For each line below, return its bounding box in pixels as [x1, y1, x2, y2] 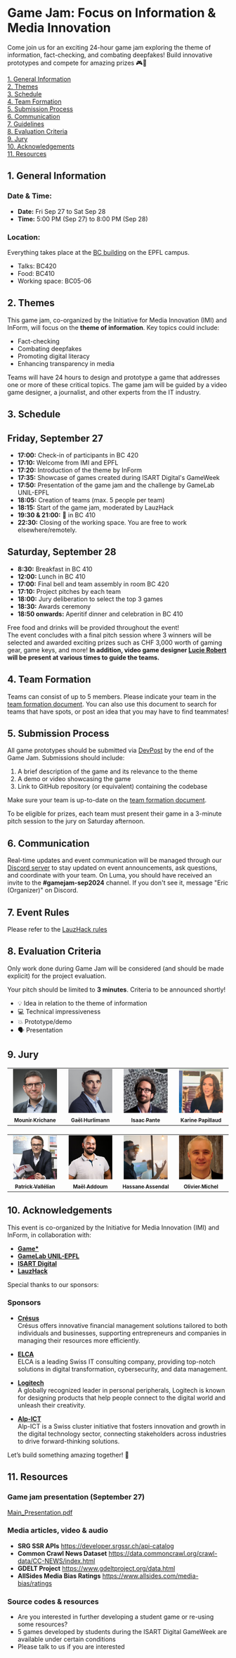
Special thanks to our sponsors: [7, 1280, 100, 1289]
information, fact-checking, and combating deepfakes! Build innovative [7, 51, 213, 59]
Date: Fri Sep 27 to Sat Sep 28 [17, 207, 106, 215]
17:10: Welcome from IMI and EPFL [17, 458, 119, 467]
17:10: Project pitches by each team [17, 587, 122, 595]
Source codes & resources [7, 1596, 100, 1606]
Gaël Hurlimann [71, 1117, 110, 1124]
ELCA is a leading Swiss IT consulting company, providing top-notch [17, 1357, 216, 1366]
